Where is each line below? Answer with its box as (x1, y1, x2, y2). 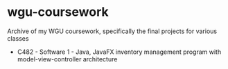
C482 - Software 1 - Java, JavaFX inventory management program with (17, 48, 222, 56)
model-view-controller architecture (17, 55, 118, 63)
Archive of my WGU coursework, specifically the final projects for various (7, 27, 217, 35)
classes (7, 34, 29, 42)
